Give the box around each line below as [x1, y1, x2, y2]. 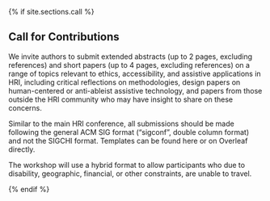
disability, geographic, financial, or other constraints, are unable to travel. [8, 169, 252, 178]
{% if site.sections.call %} [8, 7, 95, 16]
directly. [8, 144, 36, 154]
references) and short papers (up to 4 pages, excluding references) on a [8, 60, 251, 69]
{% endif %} [8, 184, 50, 194]
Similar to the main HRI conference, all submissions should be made [8, 119, 234, 128]
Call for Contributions [8, 30, 120, 44]
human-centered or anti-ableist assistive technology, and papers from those [8, 86, 263, 95]
